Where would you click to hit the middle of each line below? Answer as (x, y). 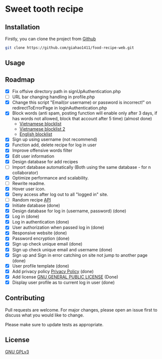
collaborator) (25, 173)
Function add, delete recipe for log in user (54, 145)
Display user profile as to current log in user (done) (63, 282)
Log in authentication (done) (40, 222)
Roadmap (20, 79)
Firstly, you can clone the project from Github (51, 39)
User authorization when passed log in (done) (58, 227)
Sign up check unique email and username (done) (62, 249)
